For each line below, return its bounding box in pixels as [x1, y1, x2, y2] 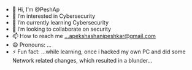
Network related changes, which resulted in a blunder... [12, 57, 153, 64]
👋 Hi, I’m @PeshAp [12, 6, 60, 13]
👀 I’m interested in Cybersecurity [12, 12, 96, 20]
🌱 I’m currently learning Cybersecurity [12, 19, 109, 26]
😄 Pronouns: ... [12, 41, 52, 49]
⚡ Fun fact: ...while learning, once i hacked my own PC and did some [12, 48, 186, 55]
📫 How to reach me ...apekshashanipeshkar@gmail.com [12, 33, 156, 39]
